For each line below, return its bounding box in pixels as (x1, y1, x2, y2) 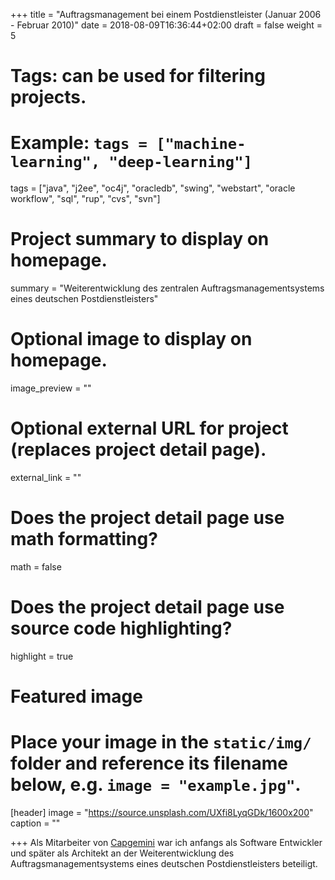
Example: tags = (10, 132, 148, 154)
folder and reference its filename (10, 752, 288, 775)
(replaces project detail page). (10, 439, 267, 461)
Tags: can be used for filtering (10, 65, 266, 88)
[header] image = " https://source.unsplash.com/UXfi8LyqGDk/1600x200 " (10, 806, 314, 818)
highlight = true (10, 650, 74, 662)
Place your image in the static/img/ (10, 731, 312, 754)
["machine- (156, 135, 247, 154)
